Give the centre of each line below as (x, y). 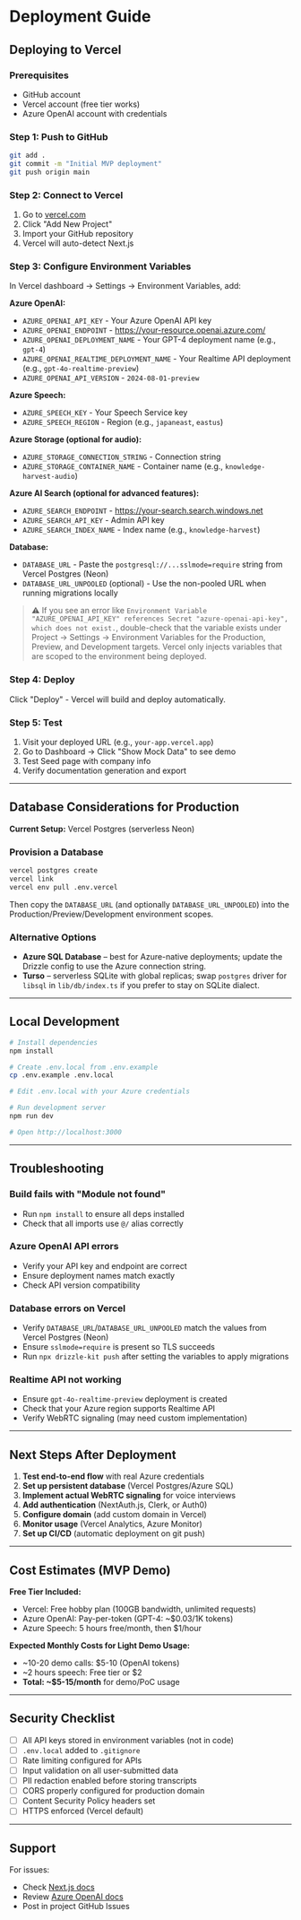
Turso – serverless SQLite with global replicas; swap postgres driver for (155, 976)
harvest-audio (48, 477)
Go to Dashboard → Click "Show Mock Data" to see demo (129, 751)
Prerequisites (39, 75)
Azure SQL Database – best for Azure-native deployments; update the (152, 957)
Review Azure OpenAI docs (73, 1897)
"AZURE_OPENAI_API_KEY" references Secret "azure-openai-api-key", (159, 619)
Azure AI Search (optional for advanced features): (104, 493)
